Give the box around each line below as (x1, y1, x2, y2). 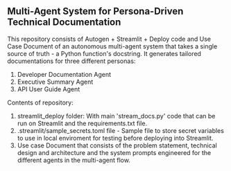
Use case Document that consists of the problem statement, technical (17, 141, 217, 150)
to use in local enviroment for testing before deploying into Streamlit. (17, 134, 214, 142)
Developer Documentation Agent (17, 70, 112, 78)
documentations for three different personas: (7, 57, 136, 65)
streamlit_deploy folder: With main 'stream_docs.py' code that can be (17, 111, 216, 120)
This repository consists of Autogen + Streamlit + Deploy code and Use (7, 35, 212, 43)
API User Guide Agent (17, 84, 80, 93)
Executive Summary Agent (17, 78, 94, 86)
